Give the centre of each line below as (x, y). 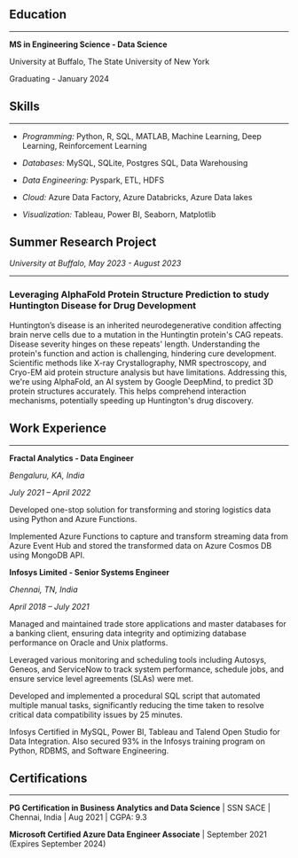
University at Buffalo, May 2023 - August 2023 (95, 263)
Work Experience (58, 429)
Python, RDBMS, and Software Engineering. (89, 750)
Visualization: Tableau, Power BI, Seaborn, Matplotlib (119, 214)
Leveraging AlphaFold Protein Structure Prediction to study (139, 294)
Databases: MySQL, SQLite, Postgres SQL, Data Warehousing (135, 162)
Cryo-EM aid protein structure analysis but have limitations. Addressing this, (148, 372)
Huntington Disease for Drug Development (103, 306)
